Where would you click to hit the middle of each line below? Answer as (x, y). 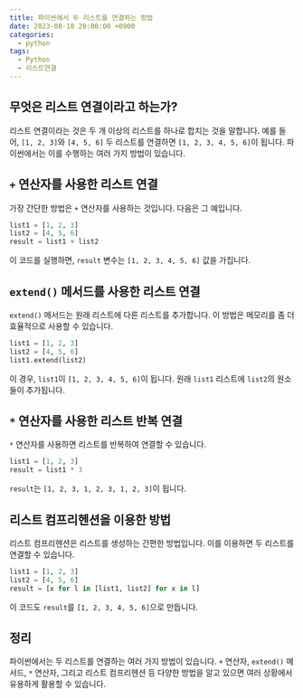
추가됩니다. (46, 390)
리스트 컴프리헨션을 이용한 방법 (90, 519)
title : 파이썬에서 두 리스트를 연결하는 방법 (81, 18)
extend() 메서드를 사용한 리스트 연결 (105, 292)
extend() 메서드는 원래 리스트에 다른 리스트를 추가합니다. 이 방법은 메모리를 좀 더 (152, 315)
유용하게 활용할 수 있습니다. (58, 684)
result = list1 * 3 (46, 470)
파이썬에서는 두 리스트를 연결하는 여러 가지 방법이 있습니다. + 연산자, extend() (147, 662)
